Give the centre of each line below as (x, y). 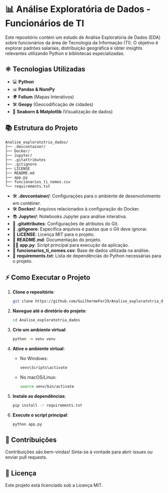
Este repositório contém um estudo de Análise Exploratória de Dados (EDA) (83, 37)
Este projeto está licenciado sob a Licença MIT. (54, 485)
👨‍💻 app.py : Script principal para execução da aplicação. (71, 245)
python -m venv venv (34, 339)
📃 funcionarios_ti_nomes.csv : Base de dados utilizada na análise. (81, 250)
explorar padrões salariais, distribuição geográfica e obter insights (74, 48)
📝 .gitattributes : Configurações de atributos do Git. (65, 224)
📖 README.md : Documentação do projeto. (57, 240)
